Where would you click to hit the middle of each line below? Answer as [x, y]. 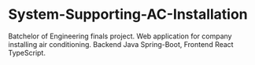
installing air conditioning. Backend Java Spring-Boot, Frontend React [121, 44]
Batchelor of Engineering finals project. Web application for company [120, 36]
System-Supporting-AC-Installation [128, 14]
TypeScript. [27, 52]
